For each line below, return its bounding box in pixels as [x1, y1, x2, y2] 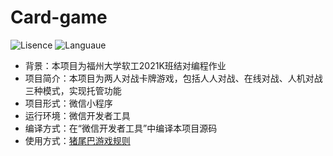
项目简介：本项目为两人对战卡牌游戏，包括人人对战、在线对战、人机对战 [24, 72, 323, 84]
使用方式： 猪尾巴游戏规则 [24, 134, 131, 146]
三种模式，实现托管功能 [24, 84, 122, 96]
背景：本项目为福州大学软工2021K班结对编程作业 [24, 59, 227, 71]
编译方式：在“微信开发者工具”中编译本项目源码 [24, 122, 218, 134]
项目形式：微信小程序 [24, 97, 113, 109]
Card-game [10, 6, 108, 29]
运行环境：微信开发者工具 [24, 109, 131, 121]
